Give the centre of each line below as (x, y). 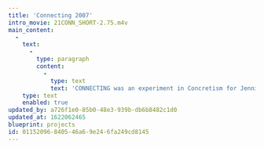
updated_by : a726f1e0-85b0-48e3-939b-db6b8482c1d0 (93, 110)
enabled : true (45, 103)
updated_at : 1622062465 (47, 117)
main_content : (31, 30)
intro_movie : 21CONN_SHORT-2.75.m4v (68, 23)
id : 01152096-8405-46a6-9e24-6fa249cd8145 (79, 132)
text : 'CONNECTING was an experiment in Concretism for (143, 88)
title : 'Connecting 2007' (50, 15)
